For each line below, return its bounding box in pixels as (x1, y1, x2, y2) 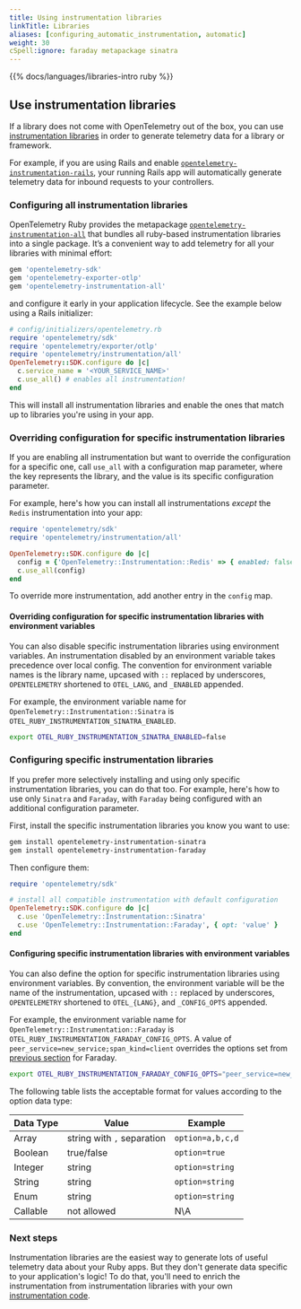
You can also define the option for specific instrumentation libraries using (9, 968, 280, 979)
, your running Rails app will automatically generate (93, 167, 282, 178)
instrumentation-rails (9, 168, 94, 178)
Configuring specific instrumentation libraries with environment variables (9, 948, 290, 959)
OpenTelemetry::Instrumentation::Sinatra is (9, 705, 175, 716)
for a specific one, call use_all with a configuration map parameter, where (9, 461, 283, 472)
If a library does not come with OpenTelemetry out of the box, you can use (9, 120, 284, 131)
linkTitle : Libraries (9, 22, 90, 31)
